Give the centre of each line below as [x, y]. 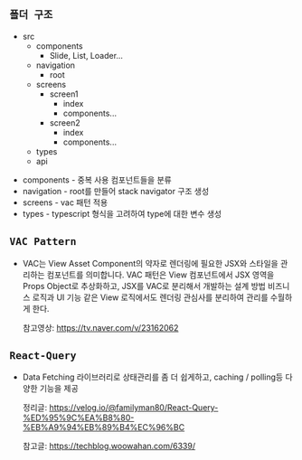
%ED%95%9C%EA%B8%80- [78, 418]
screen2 [65, 122]
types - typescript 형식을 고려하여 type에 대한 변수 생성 [122, 213]
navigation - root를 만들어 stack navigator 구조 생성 [116, 191]
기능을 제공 [59, 389]
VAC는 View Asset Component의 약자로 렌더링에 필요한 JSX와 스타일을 [150, 263]
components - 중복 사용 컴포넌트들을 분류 [97, 180]
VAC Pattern [43, 242]
